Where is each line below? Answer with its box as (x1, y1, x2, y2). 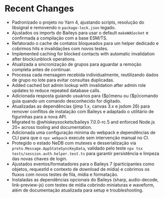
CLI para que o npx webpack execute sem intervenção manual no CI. (11, 134, 149, 141)
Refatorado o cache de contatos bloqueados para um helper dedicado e (11, 40, 159, 46)
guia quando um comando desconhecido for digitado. (11, 98, 122, 104)
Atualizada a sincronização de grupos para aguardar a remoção (11, 61, 142, 67)
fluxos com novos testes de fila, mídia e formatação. (11, 171, 119, 177)
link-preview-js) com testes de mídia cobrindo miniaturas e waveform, (11, 182, 155, 188)
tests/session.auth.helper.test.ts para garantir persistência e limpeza (11, 150, 160, 156)
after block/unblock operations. (11, 56, 76, 62)
